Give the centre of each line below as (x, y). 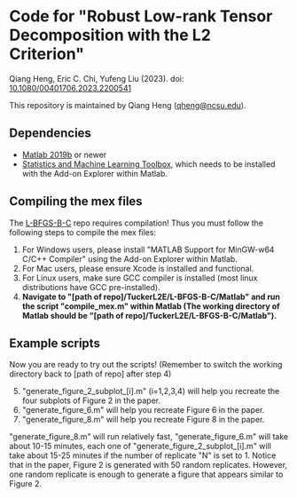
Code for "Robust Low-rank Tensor (141, 16)
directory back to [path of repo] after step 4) (90, 374)
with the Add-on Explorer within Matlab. (95, 173)
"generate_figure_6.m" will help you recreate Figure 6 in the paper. (143, 410)
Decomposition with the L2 (110, 35)
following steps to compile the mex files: (83, 232)
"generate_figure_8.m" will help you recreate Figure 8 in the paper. (143, 420)
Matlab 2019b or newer (64, 154)
